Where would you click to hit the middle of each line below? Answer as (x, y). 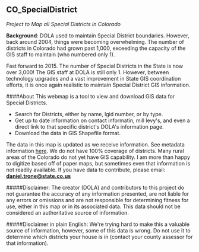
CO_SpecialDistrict (42, 10)
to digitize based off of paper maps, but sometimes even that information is (98, 163)
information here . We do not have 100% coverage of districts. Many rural (95, 151)
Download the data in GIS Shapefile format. (67, 133)
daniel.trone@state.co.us (39, 176)
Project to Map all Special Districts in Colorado (63, 24)
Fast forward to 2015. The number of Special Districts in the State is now (95, 66)
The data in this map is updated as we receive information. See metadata (96, 144)
